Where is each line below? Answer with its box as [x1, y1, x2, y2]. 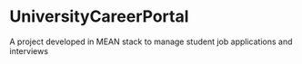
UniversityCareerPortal [9, 6, 189, 27]
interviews [9, 45, 48, 56]
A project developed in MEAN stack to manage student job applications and [9, 36, 293, 47]
